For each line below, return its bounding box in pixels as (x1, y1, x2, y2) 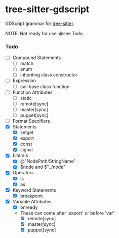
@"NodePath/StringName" (20, 158, 76, 164)
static (20, 95, 32, 101)
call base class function (20, 83, 70, 90)
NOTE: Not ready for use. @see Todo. (5, 30, 85, 36)
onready (20, 204, 38, 210)
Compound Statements (12, 55, 61, 61)
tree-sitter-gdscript (5, 4, 90, 15)
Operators (12, 170, 34, 176)
